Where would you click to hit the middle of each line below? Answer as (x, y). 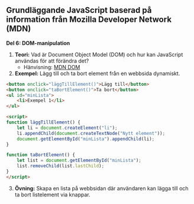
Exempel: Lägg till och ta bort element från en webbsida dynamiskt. (97, 73)
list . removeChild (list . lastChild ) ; (61, 166)
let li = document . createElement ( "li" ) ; (67, 128)
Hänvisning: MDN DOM (52, 67)
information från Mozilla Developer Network (89, 20)
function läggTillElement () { (43, 122)
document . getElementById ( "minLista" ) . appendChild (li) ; (86, 139)
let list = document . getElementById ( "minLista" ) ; (79, 161)
